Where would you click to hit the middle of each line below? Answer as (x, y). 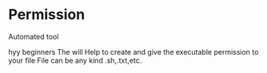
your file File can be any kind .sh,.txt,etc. (75, 60)
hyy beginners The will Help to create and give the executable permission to (133, 52)
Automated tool (34, 36)
